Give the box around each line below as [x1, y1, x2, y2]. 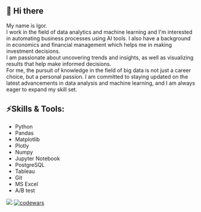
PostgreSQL [14, 161, 45, 168]
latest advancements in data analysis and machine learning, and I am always [6, 79, 196, 86]
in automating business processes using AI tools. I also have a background [6, 34, 191, 42]
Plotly [14, 142, 29, 149]
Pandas [14, 129, 34, 136]
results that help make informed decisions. [6, 60, 112, 67]
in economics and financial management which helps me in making [6, 41, 172, 48]
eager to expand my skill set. [6, 85, 77, 93]
